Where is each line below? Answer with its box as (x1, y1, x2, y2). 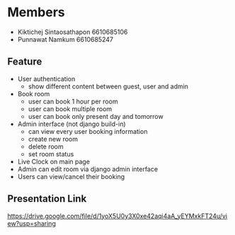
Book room (17, 89, 50, 98)
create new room (28, 134, 78, 143)
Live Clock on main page (17, 157, 91, 166)
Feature (7, 56, 42, 68)
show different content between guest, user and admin (28, 82, 189, 91)
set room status (28, 149, 74, 158)
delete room (28, 142, 64, 151)
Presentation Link (7, 193, 87, 205)
